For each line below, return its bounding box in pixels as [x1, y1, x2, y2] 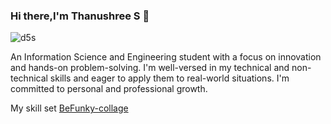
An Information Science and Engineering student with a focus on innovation [10, 51, 322, 63]
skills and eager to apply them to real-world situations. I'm [49, 72, 290, 84]
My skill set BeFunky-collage [10, 102, 129, 114]
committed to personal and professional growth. [10, 83, 208, 95]
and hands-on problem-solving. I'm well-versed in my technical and [10, 62, 290, 74]
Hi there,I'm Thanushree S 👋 [10, 9, 150, 23]
